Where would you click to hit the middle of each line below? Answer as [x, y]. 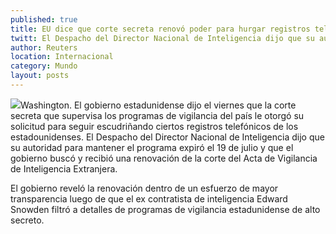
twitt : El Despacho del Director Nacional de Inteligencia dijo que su [162, 38]
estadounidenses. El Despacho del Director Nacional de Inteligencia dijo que [167, 137]
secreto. [27, 220]
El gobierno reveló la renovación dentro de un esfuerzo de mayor [144, 188]
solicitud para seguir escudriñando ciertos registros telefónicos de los [154, 126]
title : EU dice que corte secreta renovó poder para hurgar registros [160, 29]
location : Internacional [62, 57]
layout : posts [40, 76]
